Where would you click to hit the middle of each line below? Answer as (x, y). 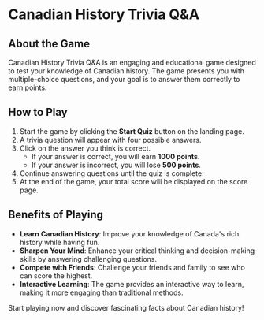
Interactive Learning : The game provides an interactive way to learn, (132, 284)
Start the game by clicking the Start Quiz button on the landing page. (132, 131)
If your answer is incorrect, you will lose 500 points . (116, 165)
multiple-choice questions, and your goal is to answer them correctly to (124, 79)
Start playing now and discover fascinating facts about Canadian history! (126, 307)
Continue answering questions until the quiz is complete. (112, 173)
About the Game (49, 44)
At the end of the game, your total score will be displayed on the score (134, 181)
